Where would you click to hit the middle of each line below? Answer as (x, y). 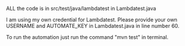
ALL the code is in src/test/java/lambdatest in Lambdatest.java (81, 8)
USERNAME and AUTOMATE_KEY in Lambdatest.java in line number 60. (93, 26)
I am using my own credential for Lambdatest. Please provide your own (92, 20)
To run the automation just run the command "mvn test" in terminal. (87, 37)
